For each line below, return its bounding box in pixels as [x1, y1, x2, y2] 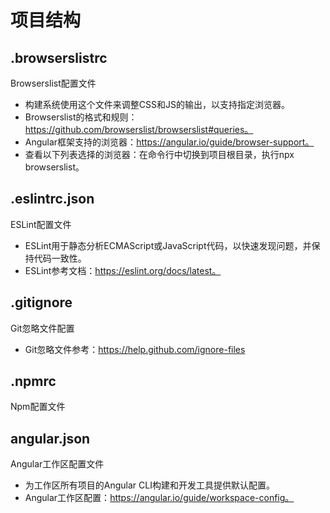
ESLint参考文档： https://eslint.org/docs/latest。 [24, 264, 222, 276]
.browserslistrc [10, 49, 108, 66]
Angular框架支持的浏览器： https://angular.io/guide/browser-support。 [24, 136, 315, 148]
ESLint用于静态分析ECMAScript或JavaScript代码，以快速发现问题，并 [24, 239, 312, 251]
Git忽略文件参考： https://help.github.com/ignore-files [24, 343, 246, 355]
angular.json [10, 430, 91, 447]
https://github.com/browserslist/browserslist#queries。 [24, 124, 254, 135]
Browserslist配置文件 [10, 77, 97, 89]
